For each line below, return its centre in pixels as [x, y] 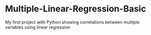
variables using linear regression [38, 27]
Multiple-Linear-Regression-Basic [75, 9]
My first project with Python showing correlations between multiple [72, 22]
